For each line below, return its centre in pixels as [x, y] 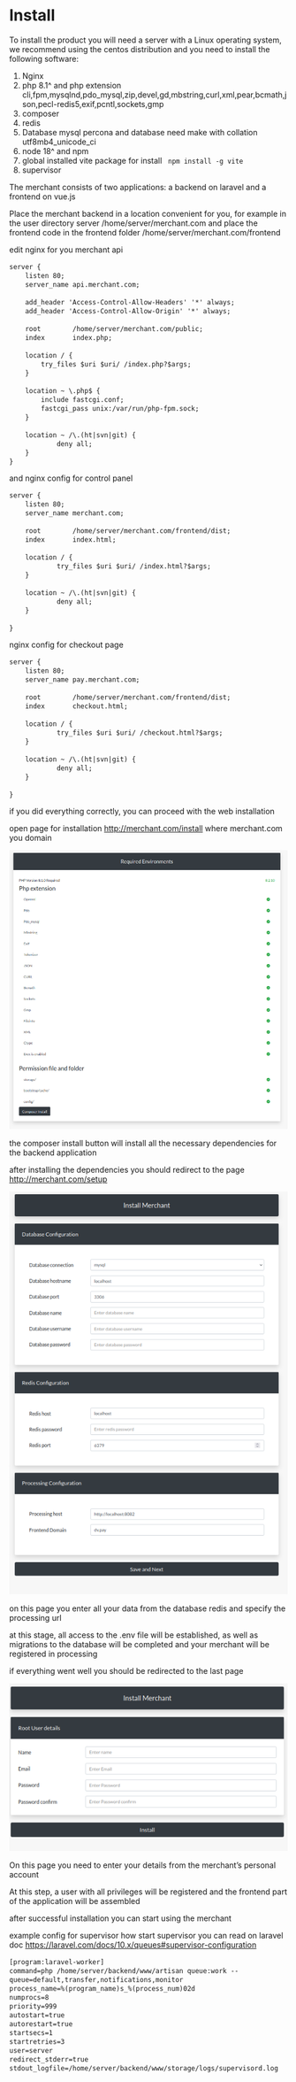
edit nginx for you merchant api [66, 250]
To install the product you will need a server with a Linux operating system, [146, 40]
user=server [31, 2050]
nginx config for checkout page [66, 644]
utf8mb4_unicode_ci [59, 142]
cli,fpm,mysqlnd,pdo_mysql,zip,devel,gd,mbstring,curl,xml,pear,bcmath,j [154, 95]
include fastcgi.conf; [83, 399]
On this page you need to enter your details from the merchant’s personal [143, 1865]
